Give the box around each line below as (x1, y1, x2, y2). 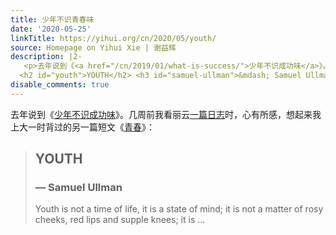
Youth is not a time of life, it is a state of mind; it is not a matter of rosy (34, 203, 324, 215)
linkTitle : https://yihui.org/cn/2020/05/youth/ (10, 33, 217, 43)
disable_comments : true (10, 80, 110, 90)
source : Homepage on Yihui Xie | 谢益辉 (10, 42, 177, 53)
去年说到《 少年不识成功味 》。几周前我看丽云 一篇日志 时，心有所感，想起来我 (10, 108, 322, 120)
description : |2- (10, 52, 83, 62)
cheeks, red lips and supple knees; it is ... (34, 214, 206, 226)
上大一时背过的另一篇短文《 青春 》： (10, 121, 155, 133)
